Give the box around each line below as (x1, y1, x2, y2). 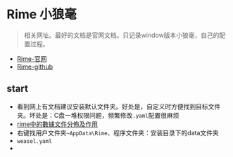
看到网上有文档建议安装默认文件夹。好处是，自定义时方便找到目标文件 (16, 102, 221, 111)
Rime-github (16, 62, 53, 71)
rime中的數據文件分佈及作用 (16, 120, 99, 128)
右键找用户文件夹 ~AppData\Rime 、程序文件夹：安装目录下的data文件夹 (16, 128, 219, 137)
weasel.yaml (16, 137, 52, 144)
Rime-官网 (16, 54, 47, 63)
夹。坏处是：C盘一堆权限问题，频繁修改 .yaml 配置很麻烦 (16, 111, 180, 119)
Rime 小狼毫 (6, 6, 77, 22)
